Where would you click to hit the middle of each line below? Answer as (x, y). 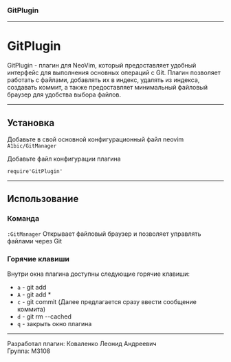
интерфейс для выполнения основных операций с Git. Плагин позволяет (114, 73)
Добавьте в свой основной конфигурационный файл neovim (96, 139)
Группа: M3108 (29, 351)
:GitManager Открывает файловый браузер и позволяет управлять (104, 234)
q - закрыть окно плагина (54, 324)
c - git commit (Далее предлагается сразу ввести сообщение (107, 302)
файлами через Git (35, 241)
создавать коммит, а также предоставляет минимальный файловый (108, 88)
